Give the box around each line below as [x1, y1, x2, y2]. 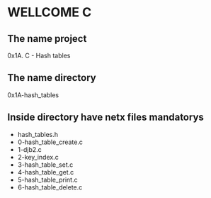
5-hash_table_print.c [17, 175, 78, 184]
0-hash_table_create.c [17, 138, 84, 146]
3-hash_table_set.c [17, 160, 74, 169]
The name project [7, 33, 87, 45]
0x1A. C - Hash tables [7, 51, 71, 60]
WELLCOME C [7, 4, 92, 21]
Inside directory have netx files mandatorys [7, 111, 204, 123]
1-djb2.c [17, 145, 42, 153]
